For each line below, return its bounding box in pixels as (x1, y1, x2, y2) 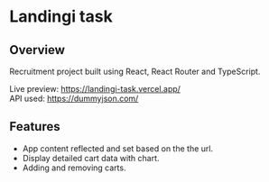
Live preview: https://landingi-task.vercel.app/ (9, 84, 181, 94)
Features (9, 119, 60, 134)
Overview (9, 42, 66, 58)
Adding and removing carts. (22, 162, 126, 173)
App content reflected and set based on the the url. (22, 142, 214, 154)
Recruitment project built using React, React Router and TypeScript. (9, 66, 261, 77)
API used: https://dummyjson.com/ (9, 93, 139, 104)
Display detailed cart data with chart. (22, 152, 160, 163)
